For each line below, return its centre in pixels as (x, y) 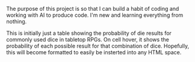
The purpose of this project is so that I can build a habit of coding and (93, 9)
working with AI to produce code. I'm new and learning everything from (95, 15)
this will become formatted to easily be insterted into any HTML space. (94, 52)
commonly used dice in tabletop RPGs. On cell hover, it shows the (88, 39)
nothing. (17, 21)
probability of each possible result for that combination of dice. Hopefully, (98, 46)
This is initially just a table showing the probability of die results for (89, 33)
